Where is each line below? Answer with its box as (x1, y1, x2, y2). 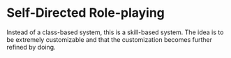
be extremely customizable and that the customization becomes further (6, 35, 213, 43)
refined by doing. (6, 43, 57, 51)
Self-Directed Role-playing (6, 5, 165, 21)
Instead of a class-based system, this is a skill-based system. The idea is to (6, 28, 224, 36)
